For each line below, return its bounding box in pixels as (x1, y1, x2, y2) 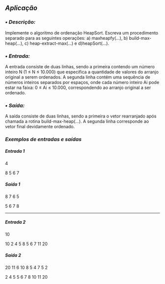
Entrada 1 (5, 148, 25, 154)
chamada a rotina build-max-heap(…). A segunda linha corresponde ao (5, 118, 149, 124)
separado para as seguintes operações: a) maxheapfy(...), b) (5, 35, 128, 41)
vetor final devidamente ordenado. (5, 124, 75, 130)
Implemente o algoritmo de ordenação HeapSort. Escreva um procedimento (5, 29, 159, 36)
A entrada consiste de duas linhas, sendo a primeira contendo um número (5, 63, 155, 69)
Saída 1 (5, 181, 21, 187)
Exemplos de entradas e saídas (5, 136, 82, 143)
